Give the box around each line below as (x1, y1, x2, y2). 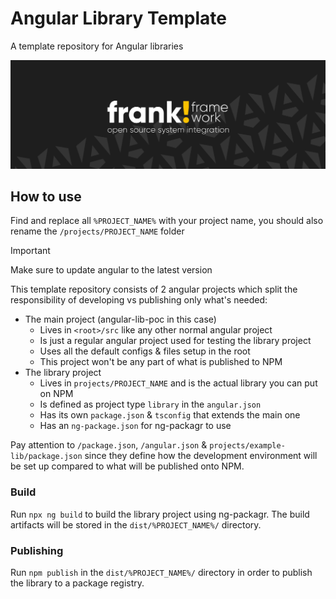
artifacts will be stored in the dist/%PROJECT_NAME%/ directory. (10, 518, 262, 531)
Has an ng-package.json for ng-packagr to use (39, 420, 232, 432)
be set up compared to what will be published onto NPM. (10, 460, 245, 472)
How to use (10, 188, 82, 206)
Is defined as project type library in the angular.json (39, 398, 262, 411)
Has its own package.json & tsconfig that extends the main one (39, 409, 301, 421)
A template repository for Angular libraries (10, 40, 184, 52)
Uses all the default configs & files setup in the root (39, 345, 251, 357)
